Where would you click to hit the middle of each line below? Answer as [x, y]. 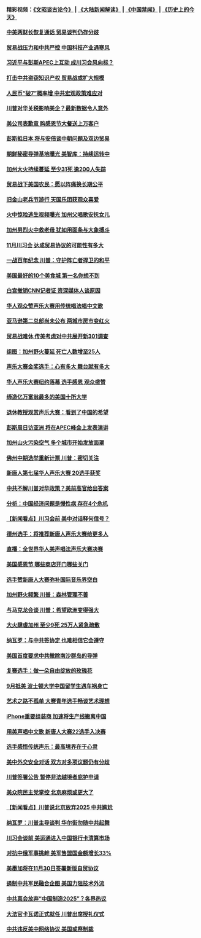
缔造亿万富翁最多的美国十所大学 [47, 397]
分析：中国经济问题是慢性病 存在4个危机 [57, 503]
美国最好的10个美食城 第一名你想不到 [53, 275]
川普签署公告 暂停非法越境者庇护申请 [53, 777]
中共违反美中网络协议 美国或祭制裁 [50, 929]
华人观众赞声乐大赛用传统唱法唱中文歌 [55, 306]
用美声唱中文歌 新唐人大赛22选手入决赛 [56, 732]
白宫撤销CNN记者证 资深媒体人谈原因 [54, 291]
